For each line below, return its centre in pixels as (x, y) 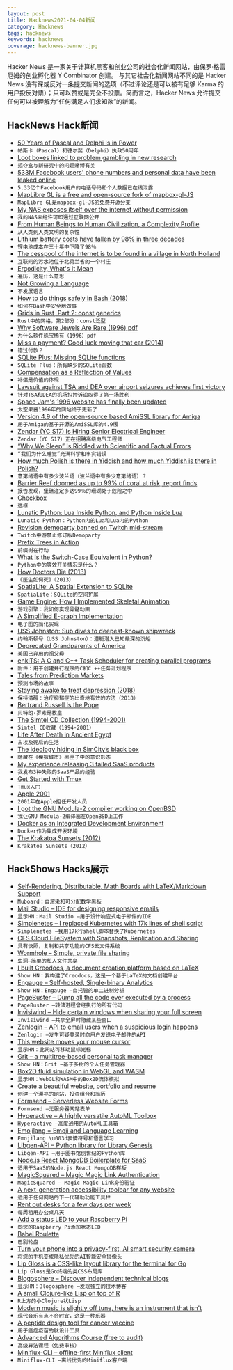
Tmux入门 (29, 787)
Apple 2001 (33, 794)
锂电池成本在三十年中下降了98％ (57, 247)
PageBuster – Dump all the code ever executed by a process (104, 997)
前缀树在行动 (33, 550)
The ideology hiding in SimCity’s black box (78, 749)
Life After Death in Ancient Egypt (64, 734)
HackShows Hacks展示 (58, 869)
